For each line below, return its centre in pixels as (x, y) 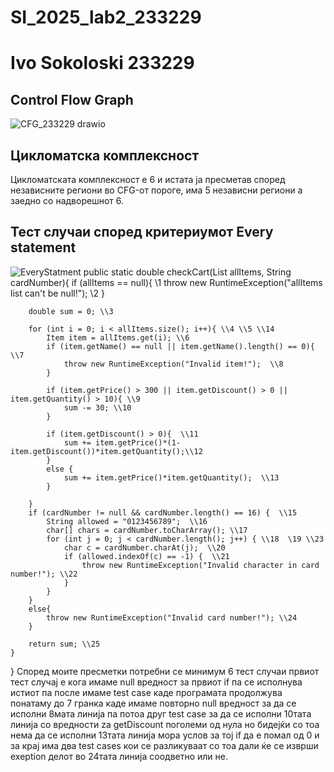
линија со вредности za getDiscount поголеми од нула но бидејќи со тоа (165, 724)
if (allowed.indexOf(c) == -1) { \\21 (146, 556)
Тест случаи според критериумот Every (142, 232)
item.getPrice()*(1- (138, 442)
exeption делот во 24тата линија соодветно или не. (119, 756)
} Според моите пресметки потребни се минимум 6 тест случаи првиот (165, 671)
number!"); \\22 (44, 574)
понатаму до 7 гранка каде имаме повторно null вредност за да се (153, 703)
